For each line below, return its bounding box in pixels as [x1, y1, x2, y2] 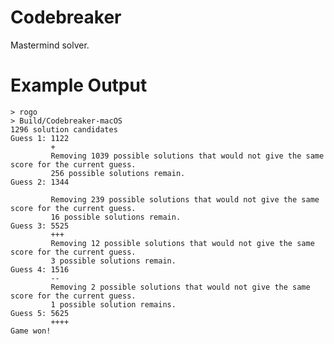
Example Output [10, 74, 148, 97]
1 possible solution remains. [50, 299, 177, 310]
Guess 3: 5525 [10, 221, 70, 231]
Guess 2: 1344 [10, 177, 70, 187]
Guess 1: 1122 [10, 133, 70, 143]
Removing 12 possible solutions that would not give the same [50, 238, 315, 248]
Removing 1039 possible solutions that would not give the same [50, 151, 325, 161]
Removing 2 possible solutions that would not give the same [50, 282, 311, 292]
